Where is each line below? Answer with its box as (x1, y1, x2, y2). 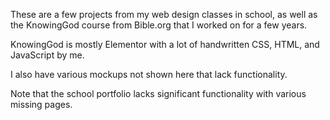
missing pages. (10, 99, 73, 110)
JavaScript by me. (10, 49, 85, 61)
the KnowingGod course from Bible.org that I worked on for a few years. (10, 19, 308, 31)
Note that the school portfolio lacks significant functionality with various (10, 88, 307, 99)
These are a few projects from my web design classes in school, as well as (10, 9, 318, 20)
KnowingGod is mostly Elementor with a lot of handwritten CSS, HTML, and (10, 39, 320, 50)
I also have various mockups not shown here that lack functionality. (10, 69, 288, 80)
